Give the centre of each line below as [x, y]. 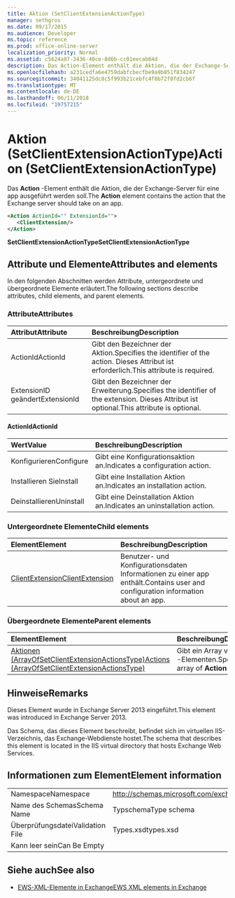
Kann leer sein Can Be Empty [58, 845]
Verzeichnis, [25, 739]
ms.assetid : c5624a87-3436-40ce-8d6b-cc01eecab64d [83, 59]
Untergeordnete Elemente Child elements [78, 526]
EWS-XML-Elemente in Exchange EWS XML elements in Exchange [112, 887]
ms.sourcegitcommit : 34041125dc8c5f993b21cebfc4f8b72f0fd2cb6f [101, 79]
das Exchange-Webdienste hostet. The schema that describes [133, 739]
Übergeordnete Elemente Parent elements [79, 621]
